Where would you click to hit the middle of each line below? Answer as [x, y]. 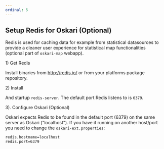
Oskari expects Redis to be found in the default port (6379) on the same [80, 117]
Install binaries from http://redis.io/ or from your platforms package [75, 73]
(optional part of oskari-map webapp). [45, 53]
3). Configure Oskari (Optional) [37, 108]
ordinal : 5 [17, 10]
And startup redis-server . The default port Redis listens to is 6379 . [74, 98]
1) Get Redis [18, 63]
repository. [16, 78]
